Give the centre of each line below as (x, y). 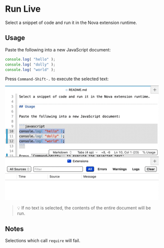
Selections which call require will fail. (43, 241)
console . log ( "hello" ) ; (30, 59)
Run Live (23, 9)
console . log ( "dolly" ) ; (30, 65)
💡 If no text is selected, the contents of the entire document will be (84, 208)
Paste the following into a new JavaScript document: (58, 49)
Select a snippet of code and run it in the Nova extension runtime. (71, 23)
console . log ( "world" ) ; (30, 69)
